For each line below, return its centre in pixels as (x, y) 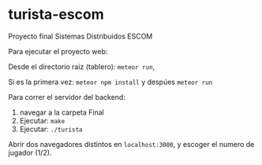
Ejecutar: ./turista (51, 129)
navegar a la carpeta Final (62, 112)
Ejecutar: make (42, 120)
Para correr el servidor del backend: (67, 97)
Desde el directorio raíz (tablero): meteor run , (82, 66)
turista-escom (56, 15)
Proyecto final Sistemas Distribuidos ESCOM (80, 36)
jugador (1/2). (30, 152)
